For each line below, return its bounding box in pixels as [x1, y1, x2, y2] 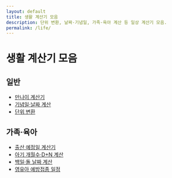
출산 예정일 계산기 [14, 144, 56, 151]
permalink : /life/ [6, 25, 51, 31]
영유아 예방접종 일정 [14, 166, 60, 173]
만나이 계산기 [14, 94, 45, 101]
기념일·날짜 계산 [14, 101, 51, 108]
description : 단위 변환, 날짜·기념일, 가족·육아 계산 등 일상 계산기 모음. [6, 19, 167, 25]
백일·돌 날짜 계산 [14, 159, 53, 166]
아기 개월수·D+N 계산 [14, 151, 63, 158]
